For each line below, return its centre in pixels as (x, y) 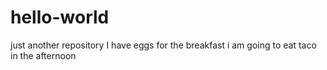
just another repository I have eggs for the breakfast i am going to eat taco (163, 45)
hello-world (60, 17)
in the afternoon (43, 55)
